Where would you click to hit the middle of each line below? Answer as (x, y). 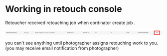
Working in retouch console (64, 9)
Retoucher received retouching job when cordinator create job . (70, 23)
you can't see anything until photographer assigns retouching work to (77, 43)
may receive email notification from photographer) (67, 48)
